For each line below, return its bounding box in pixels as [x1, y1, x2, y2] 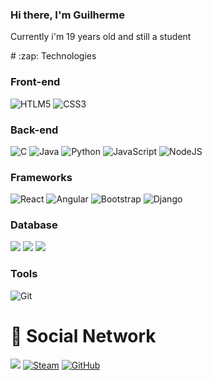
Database [10, 218, 58, 232]
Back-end [10, 123, 59, 137]
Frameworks [10, 170, 73, 184]
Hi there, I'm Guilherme [10, 8, 125, 22]
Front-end [10, 75, 61, 89]
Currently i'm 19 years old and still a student [10, 31, 192, 43]
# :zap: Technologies [10, 50, 97, 62]
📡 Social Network [10, 324, 157, 347]
